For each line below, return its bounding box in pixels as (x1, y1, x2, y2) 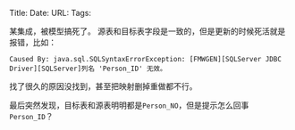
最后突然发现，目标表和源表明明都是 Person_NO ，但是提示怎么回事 (9, 100, 249, 110)
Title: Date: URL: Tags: (9, 8, 92, 18)
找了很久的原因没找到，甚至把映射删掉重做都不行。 (9, 81, 198, 92)
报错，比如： (9, 37, 56, 47)
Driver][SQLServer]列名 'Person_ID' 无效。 (9, 64, 167, 73)
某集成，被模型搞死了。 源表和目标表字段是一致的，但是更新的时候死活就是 (9, 26, 286, 37)
